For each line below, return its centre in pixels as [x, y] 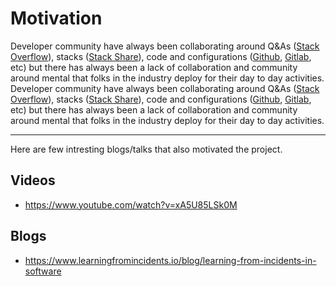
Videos [33, 180]
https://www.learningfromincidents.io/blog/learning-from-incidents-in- [170, 260]
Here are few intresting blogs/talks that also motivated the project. [146, 149]
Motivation [56, 18]
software [43, 271]
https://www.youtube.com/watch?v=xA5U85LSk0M [131, 204]
